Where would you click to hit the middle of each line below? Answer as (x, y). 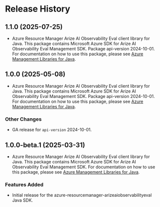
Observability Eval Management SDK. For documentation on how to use (84, 167)
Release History (38, 9)
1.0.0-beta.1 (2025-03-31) (45, 145)
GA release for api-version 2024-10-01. (52, 130)
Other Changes (24, 119)
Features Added (24, 184)
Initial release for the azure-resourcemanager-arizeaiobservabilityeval (82, 195)
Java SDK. (22, 200)
